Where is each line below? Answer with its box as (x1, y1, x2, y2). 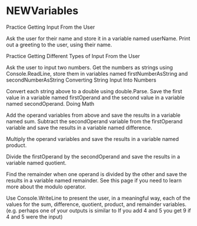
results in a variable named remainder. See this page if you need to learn (6, 177, 182, 184)
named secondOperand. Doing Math (6, 100, 95, 107)
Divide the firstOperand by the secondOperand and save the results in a (6, 153, 181, 160)
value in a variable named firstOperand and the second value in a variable (6, 94, 185, 101)
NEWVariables (6, 4, 79, 18)
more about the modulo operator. (6, 183, 86, 190)
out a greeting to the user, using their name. (6, 41, 112, 48)
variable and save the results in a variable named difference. (6, 124, 153, 131)
